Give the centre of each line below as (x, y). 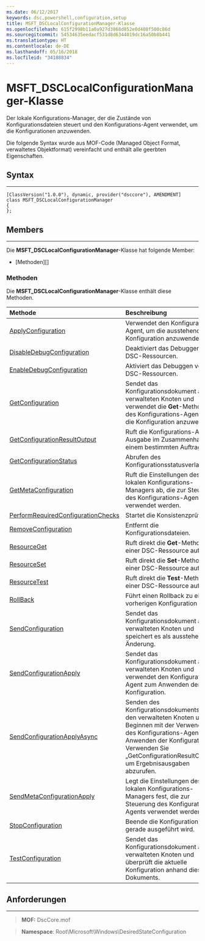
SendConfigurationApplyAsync (54, 737)
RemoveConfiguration (41, 529)
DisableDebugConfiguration (49, 352)
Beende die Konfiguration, (163, 822)
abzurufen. (141, 771)
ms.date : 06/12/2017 (33, 12)
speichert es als (148, 637)
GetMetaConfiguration (41, 490)
